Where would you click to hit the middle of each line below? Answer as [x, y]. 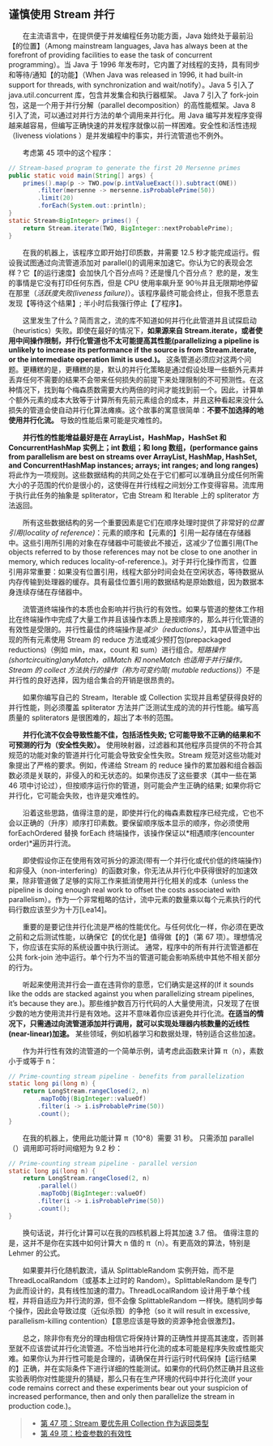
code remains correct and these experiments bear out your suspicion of [128, 1388]
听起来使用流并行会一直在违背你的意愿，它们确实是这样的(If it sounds [139, 984]
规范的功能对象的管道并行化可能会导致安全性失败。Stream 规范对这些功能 [131, 755]
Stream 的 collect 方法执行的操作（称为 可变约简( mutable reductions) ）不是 [134, 670]
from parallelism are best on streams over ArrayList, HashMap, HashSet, [133, 456]
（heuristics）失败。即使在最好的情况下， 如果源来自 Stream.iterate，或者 [132, 330]
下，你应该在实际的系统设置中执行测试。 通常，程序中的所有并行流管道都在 [134, 947]
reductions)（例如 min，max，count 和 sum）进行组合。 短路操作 [117, 649]
